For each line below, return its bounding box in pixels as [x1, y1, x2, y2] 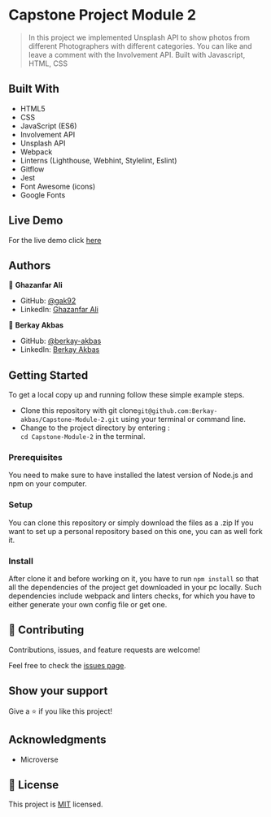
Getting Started [8, 368, 89, 382]
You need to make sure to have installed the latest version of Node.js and [8, 470, 254, 480]
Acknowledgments [8, 733, 107, 747]
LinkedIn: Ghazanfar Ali [20, 305, 99, 315]
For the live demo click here [8, 235, 102, 245]
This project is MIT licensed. [8, 799, 103, 810]
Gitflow [20, 164, 45, 174]
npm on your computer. [8, 479, 87, 489]
